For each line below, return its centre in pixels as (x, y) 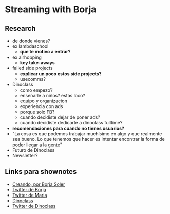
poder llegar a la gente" (37, 145)
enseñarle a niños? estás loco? (53, 95)
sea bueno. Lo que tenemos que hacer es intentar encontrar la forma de (89, 139)
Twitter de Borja (29, 189)
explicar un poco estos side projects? (61, 74)
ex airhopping (27, 57)
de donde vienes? (31, 41)
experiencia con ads (41, 106)
